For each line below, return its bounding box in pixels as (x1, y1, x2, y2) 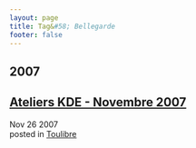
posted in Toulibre (9, 128, 77, 139)
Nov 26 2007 (9, 119, 59, 130)
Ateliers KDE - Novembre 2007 (9, 94, 187, 110)
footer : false (9, 30, 64, 39)
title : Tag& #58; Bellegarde (9, 22, 116, 31)
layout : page (9, 13, 59, 23)
